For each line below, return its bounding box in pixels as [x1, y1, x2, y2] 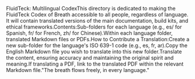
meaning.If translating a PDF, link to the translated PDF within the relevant [6, 60, 184, 67]
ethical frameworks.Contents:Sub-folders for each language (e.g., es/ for [6, 23, 182, 30]
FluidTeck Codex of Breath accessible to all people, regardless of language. [6, 11, 189, 18]
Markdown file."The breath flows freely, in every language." [6, 67, 149, 73]
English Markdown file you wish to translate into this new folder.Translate [6, 48, 182, 55]
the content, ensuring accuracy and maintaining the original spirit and [6, 55, 174, 61]
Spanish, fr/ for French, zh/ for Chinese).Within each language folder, [6, 30, 173, 37]
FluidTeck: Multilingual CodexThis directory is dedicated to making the [6, 5, 176, 12]
